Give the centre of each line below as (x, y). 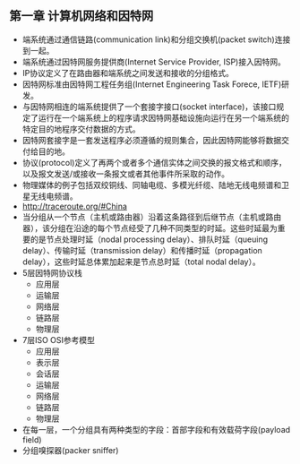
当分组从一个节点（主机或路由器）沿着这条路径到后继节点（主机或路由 (152, 217)
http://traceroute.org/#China (75, 206)
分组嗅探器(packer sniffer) (70, 450)
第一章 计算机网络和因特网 (81, 16)
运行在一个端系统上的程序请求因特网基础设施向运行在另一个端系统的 (163, 117)
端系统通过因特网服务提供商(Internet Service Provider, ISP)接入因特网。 (154, 62)
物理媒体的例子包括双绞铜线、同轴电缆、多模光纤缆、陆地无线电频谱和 (152, 185)
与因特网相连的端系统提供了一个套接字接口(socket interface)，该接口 (149, 107)
